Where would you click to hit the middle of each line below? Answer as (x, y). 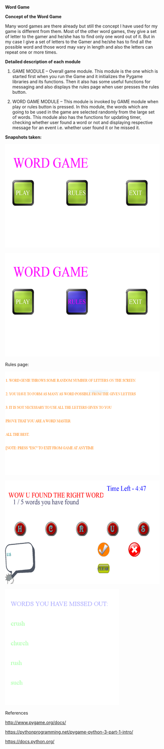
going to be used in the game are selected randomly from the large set (83, 112)
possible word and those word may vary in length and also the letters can (79, 47)
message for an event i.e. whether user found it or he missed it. (76, 128)
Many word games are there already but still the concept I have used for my (82, 26)
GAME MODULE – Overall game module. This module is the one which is (85, 71)
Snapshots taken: (23, 137)
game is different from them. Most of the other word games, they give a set (81, 31)
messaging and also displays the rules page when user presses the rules (85, 87)
